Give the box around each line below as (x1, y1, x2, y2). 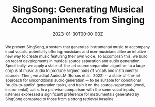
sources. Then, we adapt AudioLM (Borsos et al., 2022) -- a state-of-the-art (5, 73, 141, 78)
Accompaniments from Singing (10, 14, 145, 26)
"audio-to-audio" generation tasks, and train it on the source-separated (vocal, (5, 82, 146, 87)
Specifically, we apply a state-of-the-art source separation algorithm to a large (5, 63, 145, 68)
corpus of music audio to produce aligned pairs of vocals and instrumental (5, 67, 138, 73)
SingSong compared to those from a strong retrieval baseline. (5, 96, 115, 102)
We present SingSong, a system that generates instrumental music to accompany (5, 44, 150, 49)
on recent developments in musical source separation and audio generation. (5, 58, 141, 64)
